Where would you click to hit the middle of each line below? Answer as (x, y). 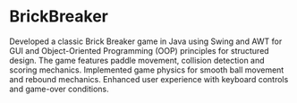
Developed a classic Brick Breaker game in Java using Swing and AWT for (146, 41)
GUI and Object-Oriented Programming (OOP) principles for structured (140, 50)
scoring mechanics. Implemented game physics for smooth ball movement (147, 70)
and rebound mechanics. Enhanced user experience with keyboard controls (149, 79)
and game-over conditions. (59, 89)
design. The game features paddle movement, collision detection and (137, 60)
